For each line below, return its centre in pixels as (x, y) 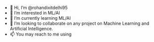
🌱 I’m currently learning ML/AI (40, 18)
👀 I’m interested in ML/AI (35, 13)
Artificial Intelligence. (31, 29)
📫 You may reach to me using (41, 34)
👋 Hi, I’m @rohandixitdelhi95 (39, 8)
